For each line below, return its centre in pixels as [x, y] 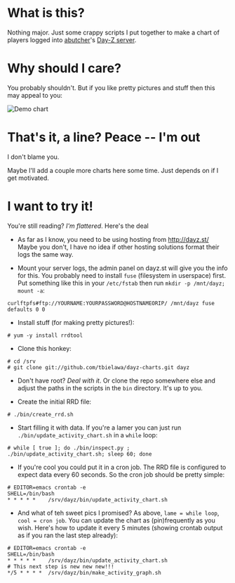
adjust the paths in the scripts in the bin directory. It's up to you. [110, 387]
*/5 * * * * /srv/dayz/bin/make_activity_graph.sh [84, 572]
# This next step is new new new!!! [61, 566]
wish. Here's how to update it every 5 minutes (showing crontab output [120, 527]
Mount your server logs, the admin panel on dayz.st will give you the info [122, 268]
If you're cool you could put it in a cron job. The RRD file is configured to [122, 467]
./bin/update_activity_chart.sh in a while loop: [87, 435]
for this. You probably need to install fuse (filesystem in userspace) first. [122, 275]
